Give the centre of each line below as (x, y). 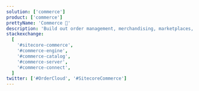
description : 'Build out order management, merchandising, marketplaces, (100, 28)
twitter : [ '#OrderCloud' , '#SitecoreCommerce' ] (67, 78)
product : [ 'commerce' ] (34, 17)
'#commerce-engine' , (42, 51)
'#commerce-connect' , (44, 67)
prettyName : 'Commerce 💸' (38, 23)
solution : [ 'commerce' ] (36, 12)
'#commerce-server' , (42, 62)
